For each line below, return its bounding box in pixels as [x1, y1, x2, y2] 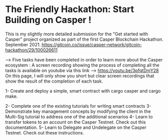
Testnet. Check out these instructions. [5, 129, 85, 135]
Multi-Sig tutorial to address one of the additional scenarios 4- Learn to [5, 113, 153, 119]
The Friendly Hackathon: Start [5, 4, 134, 15]
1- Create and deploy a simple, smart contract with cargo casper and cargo [5, 88, 161, 94]
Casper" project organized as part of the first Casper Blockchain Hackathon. [5, 36, 163, 42]
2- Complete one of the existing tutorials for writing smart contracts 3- [5, 103, 151, 109]
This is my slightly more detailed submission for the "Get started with [5, 31, 148, 37]
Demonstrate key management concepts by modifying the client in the [5, 108, 151, 114]
